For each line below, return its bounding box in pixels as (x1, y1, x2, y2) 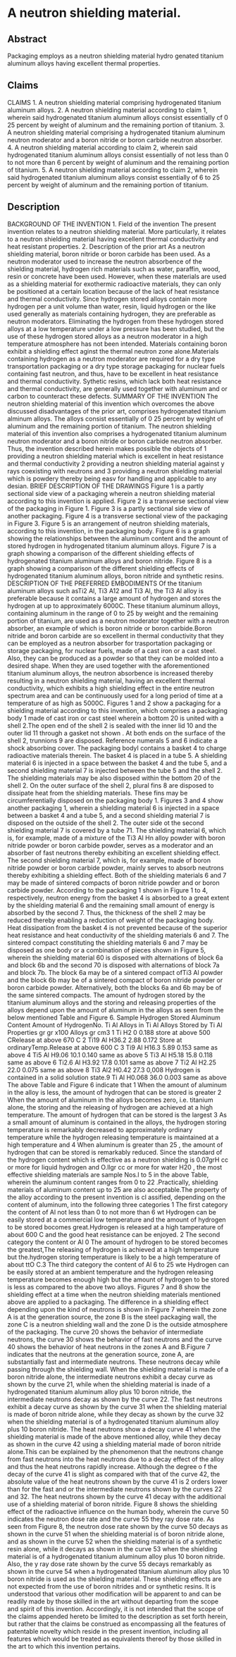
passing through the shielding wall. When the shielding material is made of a (7, 1365, 229, 1373)
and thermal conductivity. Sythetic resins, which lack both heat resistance (7, 377, 222, 385)
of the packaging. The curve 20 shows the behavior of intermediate (7, 1327, 204, 1336)
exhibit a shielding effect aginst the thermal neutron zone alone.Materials (7, 347, 219, 355)
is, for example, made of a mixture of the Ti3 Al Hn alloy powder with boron (7, 833, 225, 842)
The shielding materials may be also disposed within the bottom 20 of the (7, 774, 221, 782)
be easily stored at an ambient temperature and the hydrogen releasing (7, 1267, 213, 1276)
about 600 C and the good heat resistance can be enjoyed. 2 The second (7, 1230, 221, 1239)
